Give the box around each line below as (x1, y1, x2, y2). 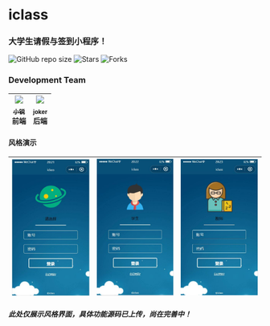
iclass (8, 6, 49, 24)
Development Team (8, 75, 86, 86)
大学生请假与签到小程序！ (8, 36, 108, 47)
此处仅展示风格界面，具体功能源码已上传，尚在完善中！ (8, 309, 191, 319)
